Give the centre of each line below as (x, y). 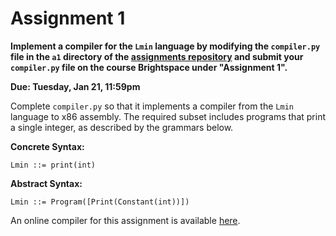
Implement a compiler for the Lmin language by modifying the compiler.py (165, 46)
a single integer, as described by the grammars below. (122, 127)
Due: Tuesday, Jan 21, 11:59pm (75, 86)
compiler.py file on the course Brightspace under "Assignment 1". (149, 67)
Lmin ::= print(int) (53, 165)
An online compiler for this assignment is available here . (125, 220)
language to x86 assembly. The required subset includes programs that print (168, 116)
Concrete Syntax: (47, 146)
